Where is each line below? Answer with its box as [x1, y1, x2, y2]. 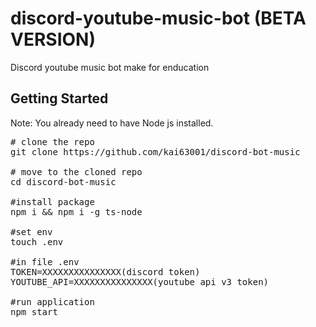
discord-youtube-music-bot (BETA [10, 7, 307, 30]
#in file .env [10, 256, 80, 267]
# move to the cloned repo [10, 166, 143, 177]
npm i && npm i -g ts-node [10, 206, 143, 217]
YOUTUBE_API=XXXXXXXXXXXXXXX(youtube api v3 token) [10, 276, 270, 287]
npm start [10, 306, 58, 317]
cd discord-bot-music [10, 176, 117, 187]
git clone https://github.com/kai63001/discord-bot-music [10, 146, 301, 157]
